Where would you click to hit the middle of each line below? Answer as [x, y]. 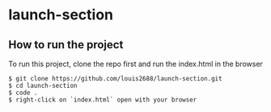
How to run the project [66, 45]
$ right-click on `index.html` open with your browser [103, 100]
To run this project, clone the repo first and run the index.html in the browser [135, 64]
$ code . [23, 93]
